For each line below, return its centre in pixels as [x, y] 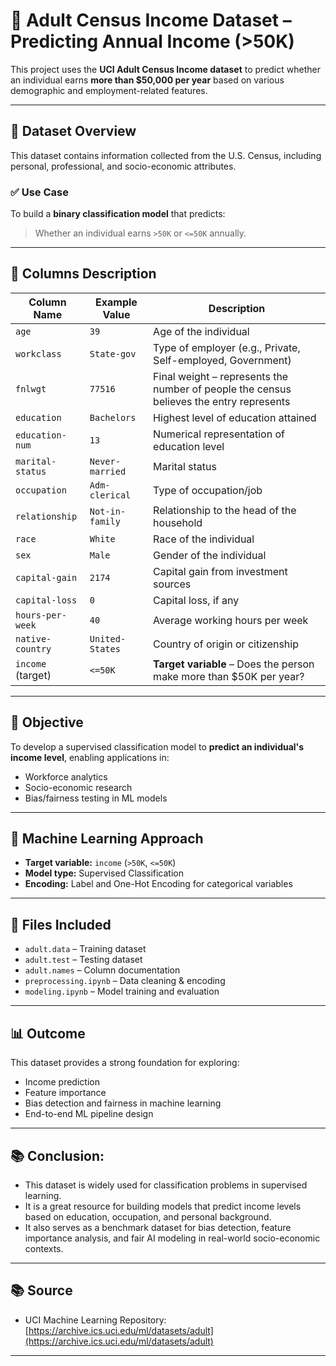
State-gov [113, 353]
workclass [38, 353]
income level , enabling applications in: [90, 757]
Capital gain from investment [220, 571]
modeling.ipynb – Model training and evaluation [122, 991]
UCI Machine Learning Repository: [95, 1320]
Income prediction [62, 1082]
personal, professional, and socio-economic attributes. [123, 166]
